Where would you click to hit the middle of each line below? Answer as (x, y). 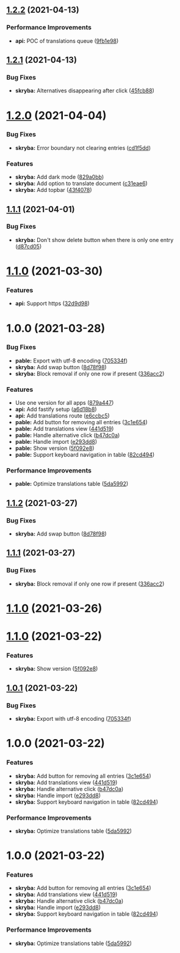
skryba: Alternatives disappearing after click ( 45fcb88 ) (85, 90)
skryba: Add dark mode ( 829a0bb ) (59, 177)
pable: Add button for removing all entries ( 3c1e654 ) (81, 422)
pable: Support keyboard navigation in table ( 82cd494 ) (85, 455)
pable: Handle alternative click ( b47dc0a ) (67, 435)
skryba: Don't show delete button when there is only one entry (94, 240)
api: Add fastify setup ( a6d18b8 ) (56, 410)
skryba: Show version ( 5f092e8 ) (56, 669)
